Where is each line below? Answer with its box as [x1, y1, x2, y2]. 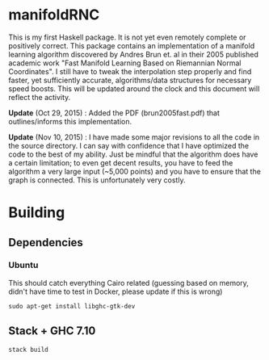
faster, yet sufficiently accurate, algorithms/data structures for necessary [8, 75, 252, 85]
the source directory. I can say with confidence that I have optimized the [8, 140, 249, 150]
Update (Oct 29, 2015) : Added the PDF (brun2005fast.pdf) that [8, 107, 221, 118]
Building [8, 203, 65, 222]
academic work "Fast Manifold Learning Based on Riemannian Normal [8, 58, 242, 68]
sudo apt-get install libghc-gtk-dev [8, 302, 136, 310]
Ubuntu [8, 260, 39, 271]
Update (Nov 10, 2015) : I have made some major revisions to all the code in [8, 132, 260, 142]
